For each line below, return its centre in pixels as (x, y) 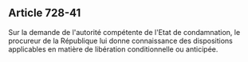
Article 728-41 (45, 13)
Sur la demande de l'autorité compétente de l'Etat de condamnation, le (124, 32)
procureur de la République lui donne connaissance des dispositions (120, 41)
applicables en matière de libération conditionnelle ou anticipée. (113, 49)
